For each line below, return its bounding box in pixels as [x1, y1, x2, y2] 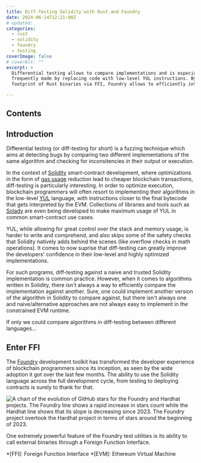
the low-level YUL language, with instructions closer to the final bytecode [6, 195, 187, 202]
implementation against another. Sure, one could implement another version [6, 288, 193, 295]
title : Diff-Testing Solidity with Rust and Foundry [6, 8, 141, 15]
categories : [6, 25, 36, 32]
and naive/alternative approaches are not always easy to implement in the [6, 301, 188, 308]
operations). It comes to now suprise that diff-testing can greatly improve [6, 244, 187, 252]
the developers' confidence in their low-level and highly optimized [6, 251, 169, 258]
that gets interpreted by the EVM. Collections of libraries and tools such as [6, 201, 190, 208]
